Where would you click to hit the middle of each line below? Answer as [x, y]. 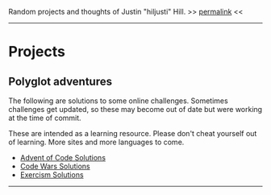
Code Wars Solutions [55, 166]
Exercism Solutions [52, 175]
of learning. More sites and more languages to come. [96, 142]
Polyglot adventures [60, 81]
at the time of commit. [45, 118]
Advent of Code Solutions [63, 158]
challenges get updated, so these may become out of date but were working [135, 109]
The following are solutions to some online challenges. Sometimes [118, 101]
